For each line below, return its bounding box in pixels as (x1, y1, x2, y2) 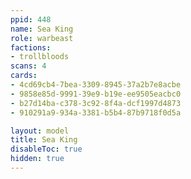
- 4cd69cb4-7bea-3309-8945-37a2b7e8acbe (10, 80, 182, 90)
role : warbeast (10, 33, 74, 43)
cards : (10, 71, 38, 81)
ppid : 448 (10, 14, 52, 25)
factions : (10, 42, 52, 53)
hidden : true (10, 154, 65, 164)
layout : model (10, 126, 70, 136)
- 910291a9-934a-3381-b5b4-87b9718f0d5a (10, 107, 182, 118)
